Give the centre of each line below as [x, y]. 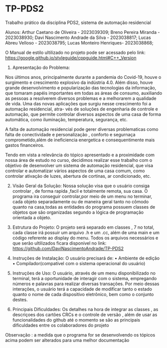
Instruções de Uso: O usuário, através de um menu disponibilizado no [84, 273]
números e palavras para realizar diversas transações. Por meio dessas [86, 284]
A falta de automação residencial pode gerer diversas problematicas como [82, 129]
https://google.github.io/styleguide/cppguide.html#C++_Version [71, 57]
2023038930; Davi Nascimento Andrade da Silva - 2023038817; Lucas [78, 37]
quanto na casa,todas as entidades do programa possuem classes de [84, 207]
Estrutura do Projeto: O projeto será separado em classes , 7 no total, [83, 227]
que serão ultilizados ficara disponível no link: [59, 243]
